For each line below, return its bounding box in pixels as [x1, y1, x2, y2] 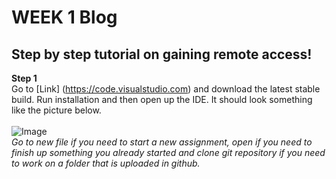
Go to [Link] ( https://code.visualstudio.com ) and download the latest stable [11, 83, 321, 95]
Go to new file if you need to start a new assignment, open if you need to [11, 136, 313, 148]
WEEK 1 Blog [11, 6, 118, 29]
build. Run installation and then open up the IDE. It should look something [11, 94, 313, 105]
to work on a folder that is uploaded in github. [11, 157, 201, 169]
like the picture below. [11, 104, 102, 116]
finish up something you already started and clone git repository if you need [11, 147, 326, 158]
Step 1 [11, 72, 38, 84]
